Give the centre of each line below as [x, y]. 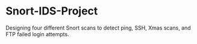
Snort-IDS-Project [52, 11]
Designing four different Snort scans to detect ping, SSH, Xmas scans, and [98, 28]
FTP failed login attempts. [38, 34]
